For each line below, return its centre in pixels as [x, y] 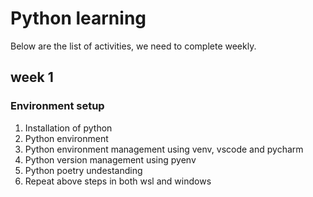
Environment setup [57, 106]
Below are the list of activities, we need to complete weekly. [133, 46]
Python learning [78, 18]
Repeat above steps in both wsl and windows [118, 181]
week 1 [32, 77]
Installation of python [68, 128]
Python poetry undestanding [83, 170]
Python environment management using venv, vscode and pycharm [164, 149]
